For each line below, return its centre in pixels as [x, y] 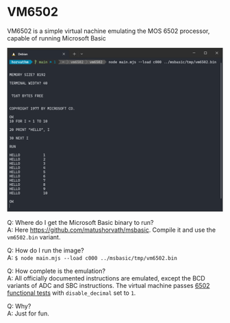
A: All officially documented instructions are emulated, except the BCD [106, 278]
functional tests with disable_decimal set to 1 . [72, 293]
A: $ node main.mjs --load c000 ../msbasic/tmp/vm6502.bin [92, 257]
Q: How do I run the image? [46, 250]
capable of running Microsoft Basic [56, 38]
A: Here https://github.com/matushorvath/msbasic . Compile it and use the [112, 230]
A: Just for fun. [28, 313]
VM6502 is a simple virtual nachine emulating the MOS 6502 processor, [108, 31]
